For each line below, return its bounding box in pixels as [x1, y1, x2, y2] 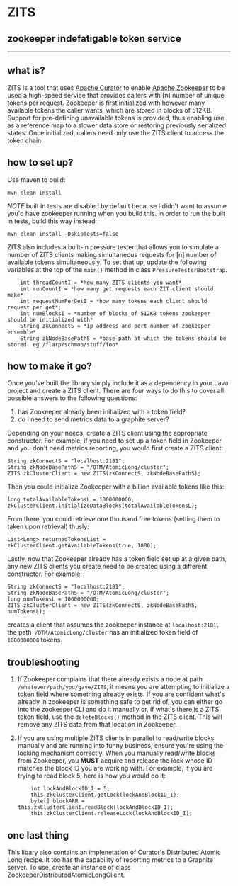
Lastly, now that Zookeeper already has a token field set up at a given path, [7, 555, 227, 563]
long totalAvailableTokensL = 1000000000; [7, 496, 135, 504]
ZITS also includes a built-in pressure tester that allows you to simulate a [7, 242, 220, 251]
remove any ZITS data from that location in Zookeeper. [17, 720, 177, 729]
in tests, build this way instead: [7, 217, 98, 225]
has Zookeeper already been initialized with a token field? [17, 408, 186, 416]
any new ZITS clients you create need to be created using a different [7, 562, 208, 571]
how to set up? [7, 157, 74, 169]
